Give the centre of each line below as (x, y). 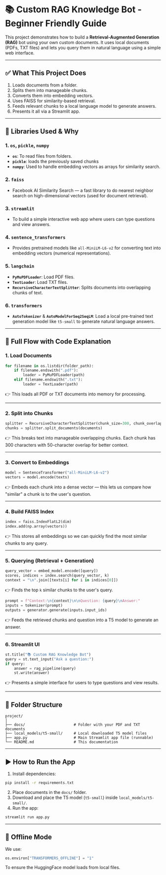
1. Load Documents (28, 355)
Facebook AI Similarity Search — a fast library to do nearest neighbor (83, 190)
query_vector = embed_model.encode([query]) (52, 571)
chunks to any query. (27, 543)
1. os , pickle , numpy (27, 145)
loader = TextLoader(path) (51, 384)
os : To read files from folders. (42, 156)
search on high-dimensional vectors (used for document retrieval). (80, 195)
